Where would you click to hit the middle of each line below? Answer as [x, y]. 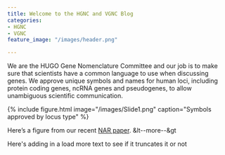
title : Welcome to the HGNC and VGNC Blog [70, 14]
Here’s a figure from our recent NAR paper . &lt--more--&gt [92, 130]
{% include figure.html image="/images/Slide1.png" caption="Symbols [110, 109]
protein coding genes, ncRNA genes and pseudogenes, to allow [99, 88]
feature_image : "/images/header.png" [63, 40]
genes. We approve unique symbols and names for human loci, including [112, 81]
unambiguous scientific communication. [65, 96]
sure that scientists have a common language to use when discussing [108, 74]
